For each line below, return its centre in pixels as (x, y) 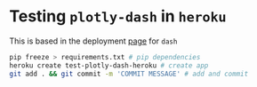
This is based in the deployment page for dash (93, 41)
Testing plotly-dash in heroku (118, 16)
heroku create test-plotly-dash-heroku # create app (109, 65)
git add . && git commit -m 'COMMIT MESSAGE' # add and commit (129, 74)
